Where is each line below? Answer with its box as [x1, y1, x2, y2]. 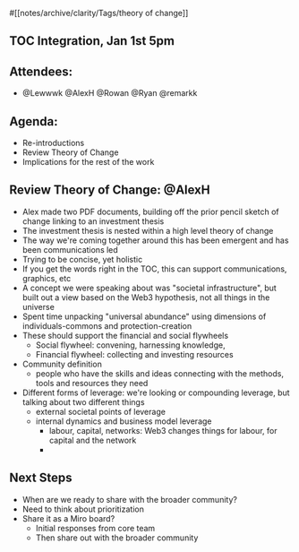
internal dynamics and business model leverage [35, 416, 212, 427]
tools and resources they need [35, 377, 149, 388]
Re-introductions [21, 138, 85, 149]
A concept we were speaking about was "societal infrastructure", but [21, 282, 278, 293]
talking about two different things [21, 396, 145, 407]
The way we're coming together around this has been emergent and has [21, 235, 289, 246]
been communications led [21, 244, 118, 254]
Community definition [21, 358, 103, 369]
